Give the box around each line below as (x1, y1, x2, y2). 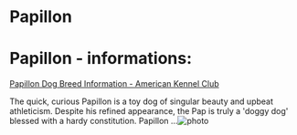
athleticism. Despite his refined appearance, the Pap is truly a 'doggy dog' (9, 106, 289, 117)
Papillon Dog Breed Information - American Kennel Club (9, 78, 219, 89)
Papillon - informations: (9, 48, 193, 69)
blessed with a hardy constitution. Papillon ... (9, 116, 178, 127)
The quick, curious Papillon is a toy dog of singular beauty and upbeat (9, 96, 274, 107)
